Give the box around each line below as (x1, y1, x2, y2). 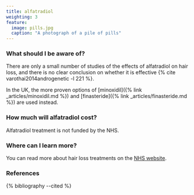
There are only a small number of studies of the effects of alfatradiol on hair (6, 62, 188, 70)
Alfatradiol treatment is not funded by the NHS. (6, 127, 119, 134)
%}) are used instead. (6, 99, 58, 106)
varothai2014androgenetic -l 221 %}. (6, 75, 95, 82)
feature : (6, 19, 27, 25)
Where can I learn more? (6, 141, 77, 149)
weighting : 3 (6, 14, 38, 20)
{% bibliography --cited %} (6, 182, 72, 190)
